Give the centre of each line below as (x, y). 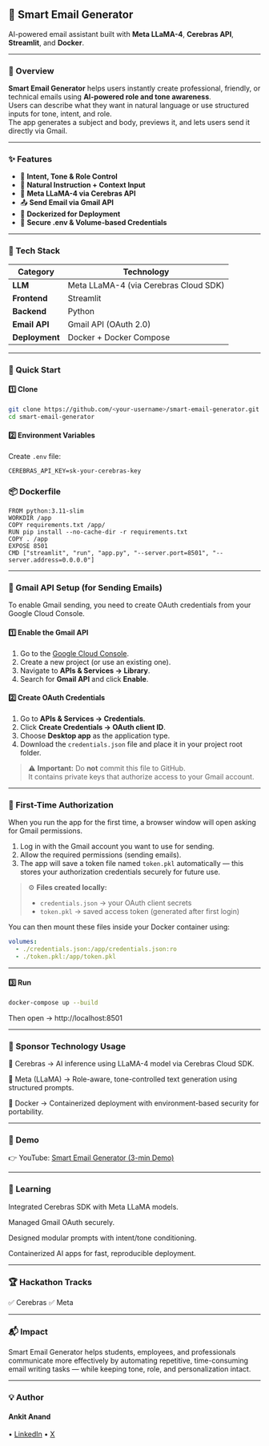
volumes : (23, 942)
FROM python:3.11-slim (46, 511)
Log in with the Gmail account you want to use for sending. (117, 847)
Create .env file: (35, 456)
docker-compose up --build (53, 1002)
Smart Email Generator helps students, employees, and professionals (122, 1352)
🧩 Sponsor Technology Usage (67, 1046)
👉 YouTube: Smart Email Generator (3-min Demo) (91, 1158)
